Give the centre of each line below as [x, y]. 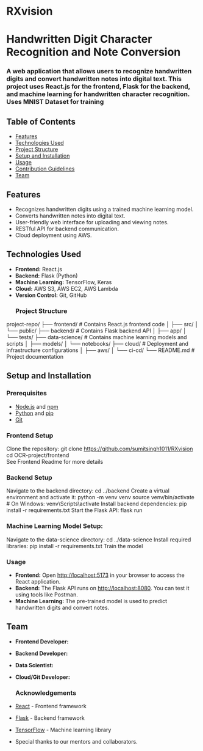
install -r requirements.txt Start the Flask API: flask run [74, 510]
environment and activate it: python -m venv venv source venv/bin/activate [101, 497]
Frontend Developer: [42, 641]
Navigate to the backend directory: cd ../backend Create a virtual [88, 491]
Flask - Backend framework [50, 718]
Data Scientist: [34, 665]
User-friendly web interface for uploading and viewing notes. [92, 222]
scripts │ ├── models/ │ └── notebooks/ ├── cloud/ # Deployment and [98, 344]
